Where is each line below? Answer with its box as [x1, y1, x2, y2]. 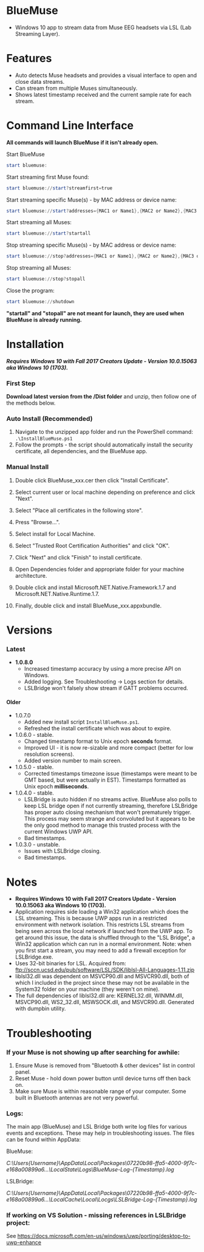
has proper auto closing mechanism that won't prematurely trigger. [24, 809, 192, 816]
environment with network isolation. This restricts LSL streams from [15, 921, 185, 928]
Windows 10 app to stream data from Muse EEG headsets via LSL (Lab [15, 24, 192, 31]
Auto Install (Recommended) [6, 414, 93, 423]
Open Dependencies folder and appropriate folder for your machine [15, 566, 185, 573]
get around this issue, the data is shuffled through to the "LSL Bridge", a [15, 934, 195, 942]
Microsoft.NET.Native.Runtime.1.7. [15, 590, 100, 597]
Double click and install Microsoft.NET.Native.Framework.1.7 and [15, 584, 177, 591]
